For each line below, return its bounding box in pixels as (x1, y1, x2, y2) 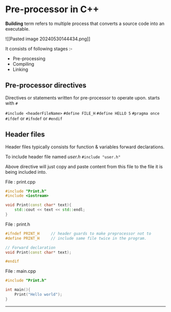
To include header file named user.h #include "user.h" (5, 153, 121, 160)
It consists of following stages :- (5, 45, 73, 51)
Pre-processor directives (5, 81, 87, 90)
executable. (5, 25, 30, 32)
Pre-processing (12, 55, 46, 62)
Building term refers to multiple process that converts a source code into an (5, 20, 164, 27)
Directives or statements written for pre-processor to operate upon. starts (5, 94, 160, 100)
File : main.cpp (5, 268, 37, 274)
